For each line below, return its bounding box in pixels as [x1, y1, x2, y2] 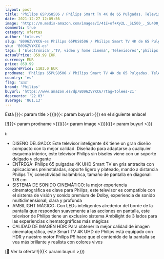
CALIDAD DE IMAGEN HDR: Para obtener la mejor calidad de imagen [12, 223, 150, 230]
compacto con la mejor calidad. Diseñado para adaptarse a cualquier [12, 146, 151, 151]
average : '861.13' [5, 98, 42, 103]
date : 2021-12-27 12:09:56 [5, 16, 60, 21]
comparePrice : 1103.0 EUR [5, 66, 58, 71]
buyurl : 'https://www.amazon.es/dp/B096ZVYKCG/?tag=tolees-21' [5, 89, 137, 94]
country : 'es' [5, 75, 34, 80]
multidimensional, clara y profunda [12, 197, 82, 203]
